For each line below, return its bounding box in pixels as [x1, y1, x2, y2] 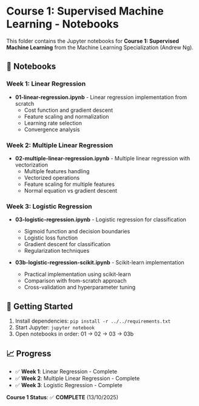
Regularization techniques [24, 247, 90, 255]
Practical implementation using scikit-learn [24, 270, 132, 278]
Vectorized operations [24, 174, 80, 181]
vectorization [15, 161, 49, 168]
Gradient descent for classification [24, 241, 111, 248]
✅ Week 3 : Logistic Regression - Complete [15, 381, 123, 388]
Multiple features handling [24, 167, 90, 174]
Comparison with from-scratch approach [24, 277, 127, 284]
